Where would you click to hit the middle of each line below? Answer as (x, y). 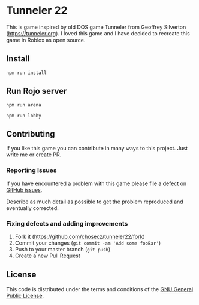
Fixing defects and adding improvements (67, 223)
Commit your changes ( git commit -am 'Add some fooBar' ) (88, 243)
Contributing (31, 134)
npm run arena (24, 105)
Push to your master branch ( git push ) (63, 249)
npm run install (26, 73)
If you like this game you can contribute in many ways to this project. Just (97, 149)
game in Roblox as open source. (46, 40)
